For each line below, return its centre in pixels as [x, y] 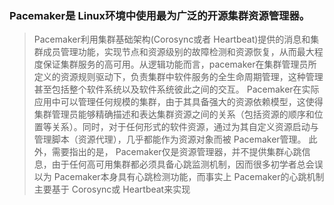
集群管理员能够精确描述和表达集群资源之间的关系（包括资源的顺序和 [174, 114]
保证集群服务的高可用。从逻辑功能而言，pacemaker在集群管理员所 [179, 64]
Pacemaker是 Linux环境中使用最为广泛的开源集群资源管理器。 [160, 15]
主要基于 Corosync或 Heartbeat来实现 [112, 189]
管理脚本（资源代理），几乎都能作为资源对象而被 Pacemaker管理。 [170, 139]
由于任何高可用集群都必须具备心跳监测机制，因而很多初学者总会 [183, 164]
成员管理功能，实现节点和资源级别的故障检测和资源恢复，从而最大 [178, 52]
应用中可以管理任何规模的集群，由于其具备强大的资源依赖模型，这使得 [178, 102]
